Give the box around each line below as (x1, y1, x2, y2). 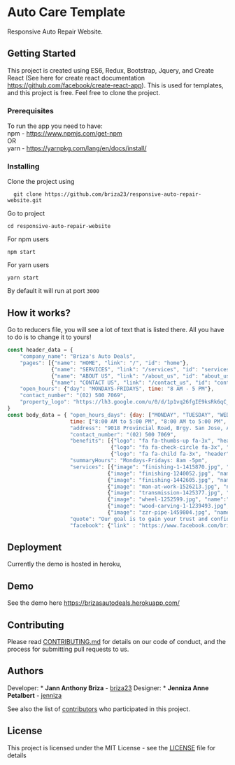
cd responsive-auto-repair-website (7, 223, 111, 230)
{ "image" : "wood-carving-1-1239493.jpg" (107, 503, 227, 510)
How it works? (7, 307, 71, 319)
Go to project (7, 209, 45, 217)
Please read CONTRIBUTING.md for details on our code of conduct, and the (7, 638, 226, 646)
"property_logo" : (20, 399, 71, 406)
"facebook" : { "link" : (69, 522, 136, 529)
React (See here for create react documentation (7, 73, 145, 82)
